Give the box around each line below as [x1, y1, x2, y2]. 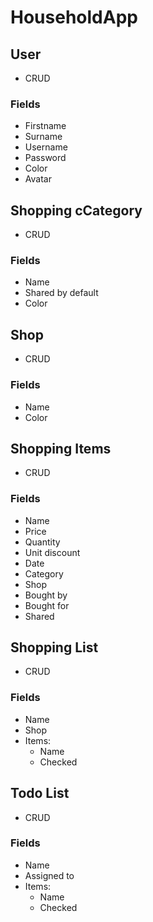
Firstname [24, 120, 67, 132]
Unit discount [24, 546, 81, 558]
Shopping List [10, 639, 99, 656]
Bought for [24, 599, 70, 611]
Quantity [24, 536, 61, 548]
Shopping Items [10, 440, 112, 457]
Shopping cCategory [10, 202, 143, 219]
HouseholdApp [10, 6, 138, 29]
